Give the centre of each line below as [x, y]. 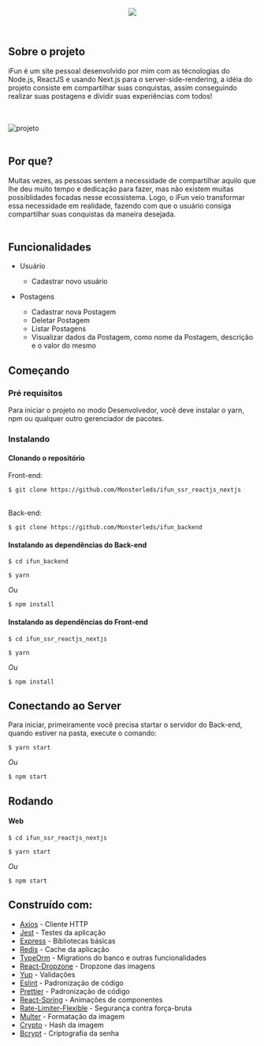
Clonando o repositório [46, 457]
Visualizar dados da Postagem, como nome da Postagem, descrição [142, 337]
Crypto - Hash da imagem [61, 1025]
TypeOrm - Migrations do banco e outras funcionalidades [113, 958]
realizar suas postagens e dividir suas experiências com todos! [110, 96]
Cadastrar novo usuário [69, 281]
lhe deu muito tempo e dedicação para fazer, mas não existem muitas [121, 189]
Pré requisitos [35, 393]
